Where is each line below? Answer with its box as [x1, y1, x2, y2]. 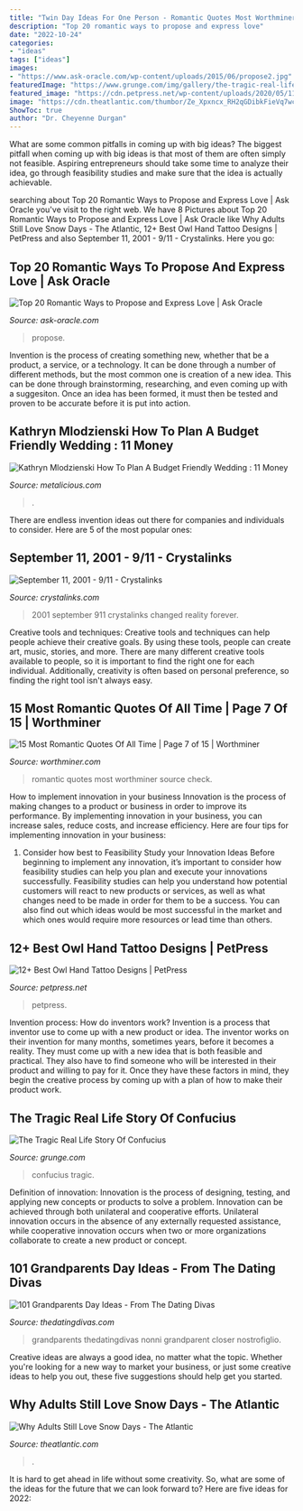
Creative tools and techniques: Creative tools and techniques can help [9, 627, 271, 638]
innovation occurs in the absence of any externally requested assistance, [9, 1216, 281, 1227]
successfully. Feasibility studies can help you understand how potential [22, 876, 288, 887]
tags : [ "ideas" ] [9, 55, 70, 64]
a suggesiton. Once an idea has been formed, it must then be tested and [9, 387, 279, 398]
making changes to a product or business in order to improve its [9, 801, 247, 812]
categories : [9, 38, 54, 48]
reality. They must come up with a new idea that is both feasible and [9, 1046, 263, 1057]
